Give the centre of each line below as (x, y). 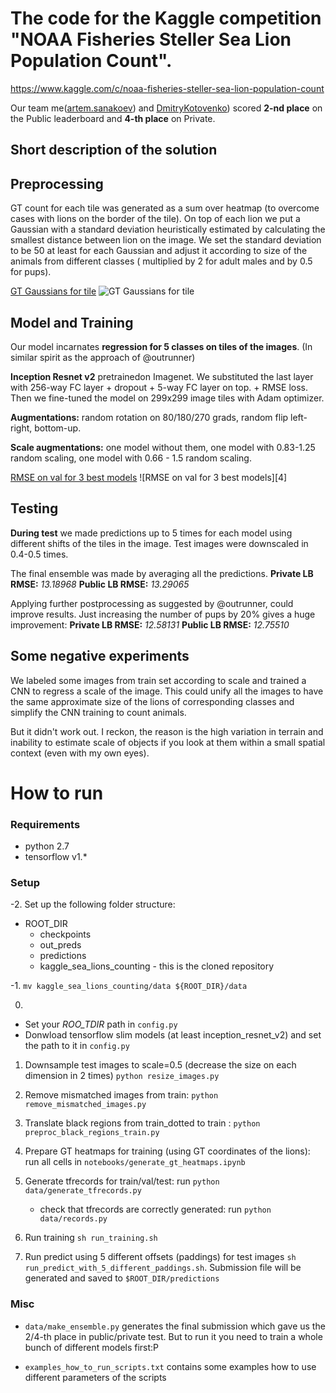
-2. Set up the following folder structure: (93, 904)
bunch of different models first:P (92, 1347)
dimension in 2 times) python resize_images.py (122, 1076)
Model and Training (72, 322)
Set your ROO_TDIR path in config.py (101, 1024)
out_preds (60, 945)
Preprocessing (57, 183)
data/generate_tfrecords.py (83, 1191)
